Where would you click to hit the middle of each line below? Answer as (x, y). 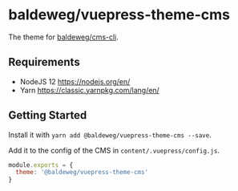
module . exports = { (41, 165)
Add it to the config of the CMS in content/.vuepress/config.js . (114, 150)
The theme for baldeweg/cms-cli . (63, 37)
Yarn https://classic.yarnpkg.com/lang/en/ (90, 90)
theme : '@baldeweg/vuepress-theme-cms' (82, 173)
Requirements (44, 62)
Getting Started (48, 115)
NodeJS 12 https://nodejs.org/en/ (75, 81)
